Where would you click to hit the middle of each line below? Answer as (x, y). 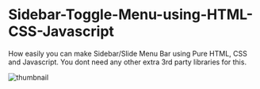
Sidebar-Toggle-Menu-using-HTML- (131, 15)
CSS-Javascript (61, 31)
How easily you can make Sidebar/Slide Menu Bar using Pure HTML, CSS (128, 53)
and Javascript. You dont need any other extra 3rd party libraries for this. (128, 62)
